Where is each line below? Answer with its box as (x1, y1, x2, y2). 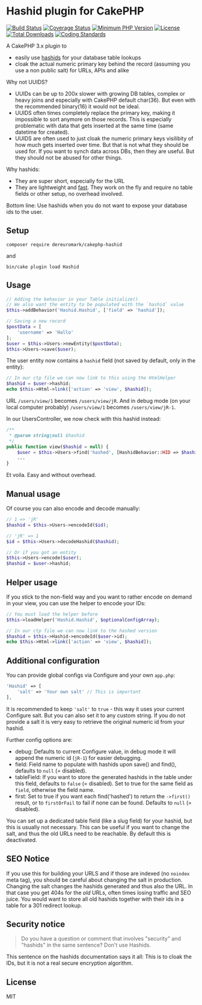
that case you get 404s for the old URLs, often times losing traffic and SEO (6, 889, 191, 896)
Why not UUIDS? (6, 78, 48, 86)
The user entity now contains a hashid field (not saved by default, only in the (6, 357, 196, 364)
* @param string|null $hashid (8, 432, 85, 438)
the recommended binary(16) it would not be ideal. (14, 102, 140, 110)
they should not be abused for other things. (14, 154, 123, 161)
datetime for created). (14, 128, 70, 135)
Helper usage (6, 577, 58, 588)
